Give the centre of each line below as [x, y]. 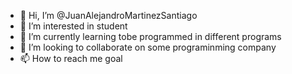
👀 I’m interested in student [73, 26]
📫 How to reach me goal [71, 58]
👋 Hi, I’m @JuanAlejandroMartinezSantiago [108, 15]
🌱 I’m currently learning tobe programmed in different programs [150, 36]
